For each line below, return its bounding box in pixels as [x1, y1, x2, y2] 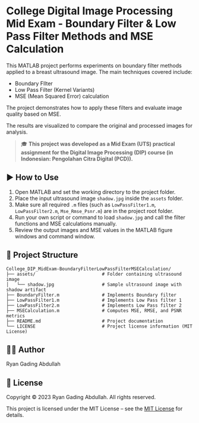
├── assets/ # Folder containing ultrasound [6, 271, 182, 277]
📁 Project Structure [6, 250, 78, 260]
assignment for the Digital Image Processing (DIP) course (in [20, 149, 173, 156]
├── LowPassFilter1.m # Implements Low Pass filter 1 [6, 297, 182, 303]
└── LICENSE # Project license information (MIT [6, 323, 193, 329]
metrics [6, 313, 26, 319]
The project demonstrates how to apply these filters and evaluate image [6, 104, 182, 111]
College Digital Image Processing [6, 4, 173, 18]
